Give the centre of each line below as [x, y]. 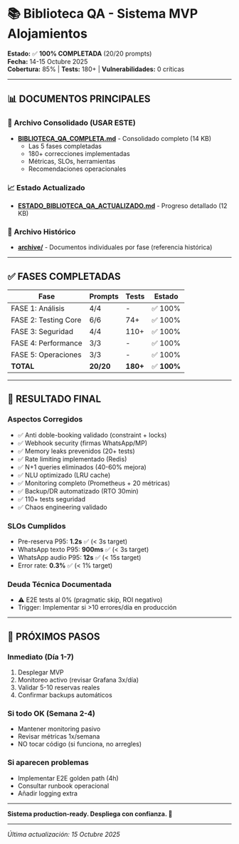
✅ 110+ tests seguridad [51, 499]
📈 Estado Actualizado [46, 187]
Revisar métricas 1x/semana [59, 736]
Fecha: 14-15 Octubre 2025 [48, 61]
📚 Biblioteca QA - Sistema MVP [103, 14]
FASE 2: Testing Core [46, 320]
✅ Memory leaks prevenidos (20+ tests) [76, 451]
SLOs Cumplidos [37, 526]
